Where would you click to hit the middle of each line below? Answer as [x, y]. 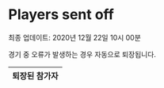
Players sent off [61, 15]
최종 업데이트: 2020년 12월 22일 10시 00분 [74, 37]
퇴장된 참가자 [35, 75]
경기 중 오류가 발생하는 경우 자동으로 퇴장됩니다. [82, 54]
